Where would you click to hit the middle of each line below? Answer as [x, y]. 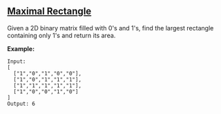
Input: [17, 61]
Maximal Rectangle [49, 11]
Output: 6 [21, 104]
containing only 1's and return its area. [61, 35]
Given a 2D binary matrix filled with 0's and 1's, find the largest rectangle [110, 28]
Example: [21, 48]
